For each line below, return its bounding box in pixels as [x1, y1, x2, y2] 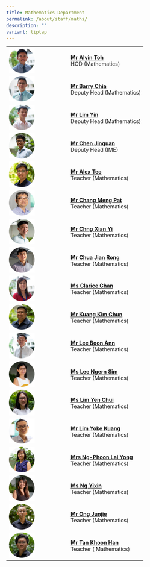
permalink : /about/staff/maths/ [6, 16, 87, 22]
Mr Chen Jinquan [70, 139, 116, 147]
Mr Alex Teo [70, 168, 102, 175]
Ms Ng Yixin [70, 482, 102, 489]
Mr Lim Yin [70, 111, 99, 118]
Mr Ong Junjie [70, 510, 107, 518]
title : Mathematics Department [6, 10, 85, 16]
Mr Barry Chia [70, 83, 107, 90]
